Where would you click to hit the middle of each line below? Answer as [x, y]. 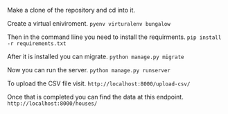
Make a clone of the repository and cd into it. [71, 10]
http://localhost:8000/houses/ [52, 104]
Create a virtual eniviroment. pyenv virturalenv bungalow [89, 23]
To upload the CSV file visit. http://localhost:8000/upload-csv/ [99, 83]
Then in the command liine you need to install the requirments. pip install [114, 37]
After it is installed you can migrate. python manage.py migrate [96, 56]
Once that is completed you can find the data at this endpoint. [95, 97]
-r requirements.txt [37, 44]
